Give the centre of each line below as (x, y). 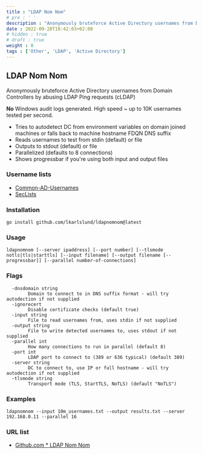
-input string (29, 315)
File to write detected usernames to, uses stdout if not (102, 331)
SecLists (26, 194)
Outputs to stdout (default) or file (56, 146)
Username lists (29, 174)
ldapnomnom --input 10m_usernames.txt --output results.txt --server (96, 412)
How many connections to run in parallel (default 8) (97, 347)
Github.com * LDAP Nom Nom (53, 445)
